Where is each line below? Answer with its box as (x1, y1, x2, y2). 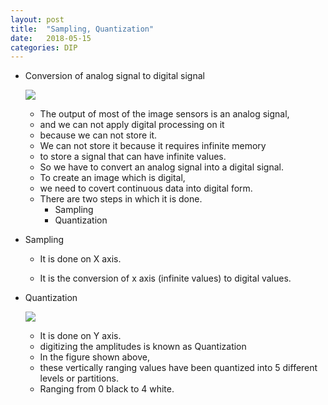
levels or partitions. (39, 372, 120, 385)
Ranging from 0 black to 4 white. (39, 383, 175, 395)
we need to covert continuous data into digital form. (39, 182, 253, 195)
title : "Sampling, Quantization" (10, 24, 155, 34)
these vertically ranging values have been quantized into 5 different (39, 362, 318, 374)
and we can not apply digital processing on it (39, 119, 225, 131)
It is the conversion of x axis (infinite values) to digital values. (39, 272, 292, 285)
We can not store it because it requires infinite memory (39, 140, 267, 152)
